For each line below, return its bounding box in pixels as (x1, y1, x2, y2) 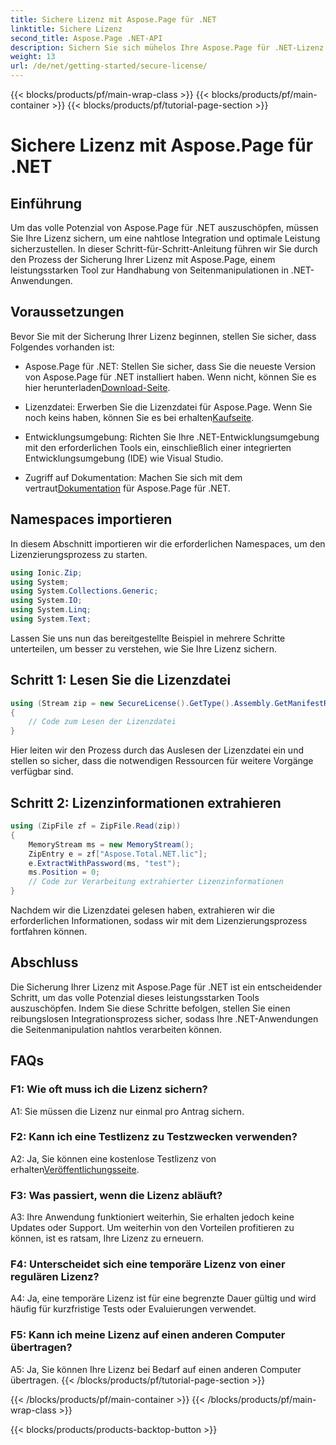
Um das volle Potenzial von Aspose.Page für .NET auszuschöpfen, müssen (10, 222, 319, 233)
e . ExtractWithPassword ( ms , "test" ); (28, 858, 182, 868)
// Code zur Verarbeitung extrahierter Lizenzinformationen (28, 877, 284, 887)
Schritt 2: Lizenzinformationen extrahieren (10, 794, 282, 811)
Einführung (10, 195, 82, 212)
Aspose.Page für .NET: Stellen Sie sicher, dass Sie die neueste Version (24, 360, 317, 372)
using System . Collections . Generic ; (10, 586, 159, 596)
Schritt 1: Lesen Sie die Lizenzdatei (10, 672, 232, 689)
